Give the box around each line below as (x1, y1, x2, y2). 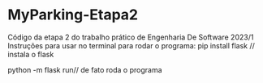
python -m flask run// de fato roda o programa (7, 64, 163, 74)
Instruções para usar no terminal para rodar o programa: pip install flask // (7, 40, 255, 50)
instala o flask (7, 49, 54, 59)
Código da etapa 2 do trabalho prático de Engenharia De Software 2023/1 (7, 32, 254, 42)
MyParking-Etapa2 (7, 6, 139, 24)
